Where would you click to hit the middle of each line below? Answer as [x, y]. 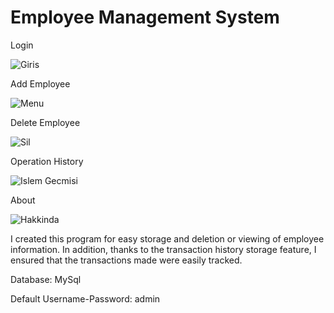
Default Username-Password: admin [85, 298]
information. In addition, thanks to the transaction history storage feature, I [163, 249]
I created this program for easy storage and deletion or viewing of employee [167, 238]
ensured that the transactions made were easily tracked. [126, 260]
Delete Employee [45, 122]
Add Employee [40, 83]
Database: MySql [46, 279]
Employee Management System [145, 17]
